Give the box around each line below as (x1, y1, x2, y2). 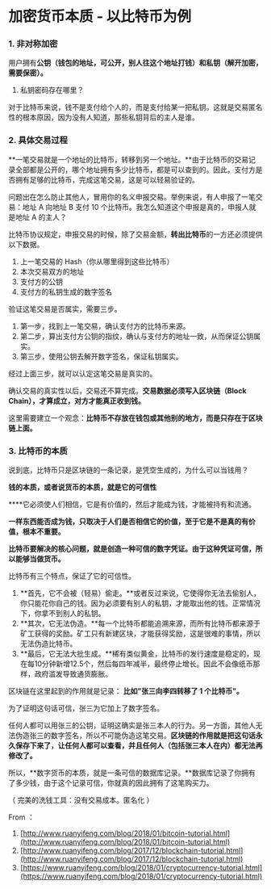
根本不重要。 (22, 526, 65, 537)
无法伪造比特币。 (19, 639, 77, 648)
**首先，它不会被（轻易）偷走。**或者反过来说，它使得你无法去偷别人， (19, 589, 261, 598)
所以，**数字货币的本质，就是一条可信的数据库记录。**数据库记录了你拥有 (8, 768, 256, 778)
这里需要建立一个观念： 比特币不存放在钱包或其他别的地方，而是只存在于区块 (8, 413, 263, 422)
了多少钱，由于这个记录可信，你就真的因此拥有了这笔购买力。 (8, 778, 214, 788)
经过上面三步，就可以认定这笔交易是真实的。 (8, 368, 157, 378)
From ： (8, 812, 35, 822)
